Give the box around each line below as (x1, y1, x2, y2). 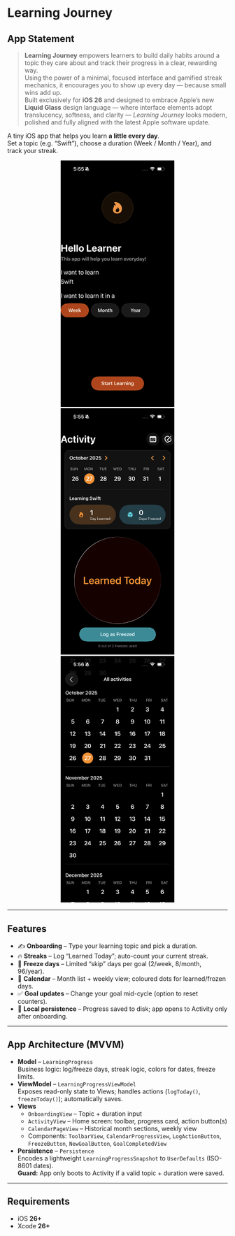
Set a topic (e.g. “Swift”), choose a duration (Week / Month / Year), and (7, 139, 212, 148)
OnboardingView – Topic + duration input (27, 1109, 142, 1118)
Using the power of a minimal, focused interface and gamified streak (24, 73, 222, 82)
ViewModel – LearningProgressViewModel (17, 1079, 136, 1088)
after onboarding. (17, 1012, 68, 1020)
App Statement (7, 33, 75, 45)
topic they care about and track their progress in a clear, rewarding (24, 59, 218, 67)
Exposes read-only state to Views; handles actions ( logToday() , (17, 1087, 201, 1095)
